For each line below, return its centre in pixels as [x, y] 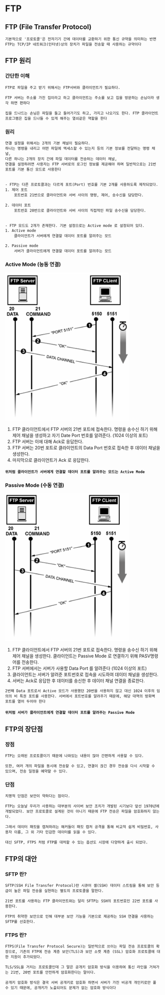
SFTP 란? [16, 874]
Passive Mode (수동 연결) [35, 485]
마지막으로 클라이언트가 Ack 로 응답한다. [51, 460]
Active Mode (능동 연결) [33, 264]
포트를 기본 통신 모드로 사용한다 [33, 169]
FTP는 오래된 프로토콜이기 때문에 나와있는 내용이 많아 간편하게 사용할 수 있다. [75, 756]
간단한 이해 [17, 76]
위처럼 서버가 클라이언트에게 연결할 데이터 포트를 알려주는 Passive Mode [70, 713]
